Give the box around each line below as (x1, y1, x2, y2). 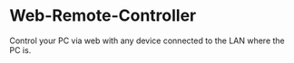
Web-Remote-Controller (9, 5, 197, 26)
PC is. (9, 44, 32, 55)
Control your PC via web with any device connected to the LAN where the (9, 35, 286, 46)
